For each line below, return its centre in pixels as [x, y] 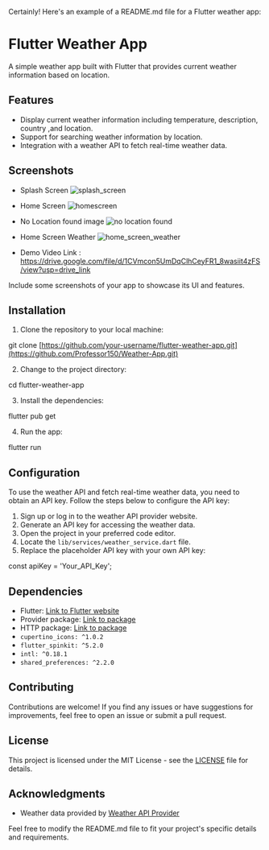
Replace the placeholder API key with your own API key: [113, 551]
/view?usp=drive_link [55, 270]
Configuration [44, 473]
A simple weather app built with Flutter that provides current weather [123, 66]
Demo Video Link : [51, 252]
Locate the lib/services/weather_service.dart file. [105, 542]
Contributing [41, 687]
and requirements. [39, 837]
